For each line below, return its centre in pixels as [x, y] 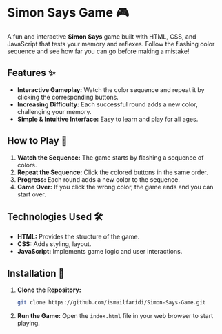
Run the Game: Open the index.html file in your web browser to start [115, 316]
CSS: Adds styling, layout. [54, 244]
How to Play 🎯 [37, 141]
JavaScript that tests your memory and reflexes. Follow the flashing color [111, 44]
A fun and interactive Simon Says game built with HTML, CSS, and [102, 36]
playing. [28, 323]
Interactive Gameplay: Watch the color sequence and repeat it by [111, 89]
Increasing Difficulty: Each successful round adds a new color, [107, 104]
